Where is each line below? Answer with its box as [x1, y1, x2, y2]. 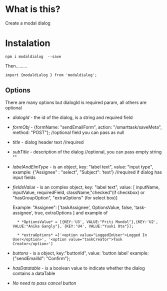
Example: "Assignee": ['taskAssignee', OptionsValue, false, [12, 204, 133, 210]
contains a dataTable [12, 270, 55, 276]
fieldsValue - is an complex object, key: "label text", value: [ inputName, [12, 184, 160, 190]
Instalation [5, 37, 50, 49]
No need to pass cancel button [12, 280, 76, 286]
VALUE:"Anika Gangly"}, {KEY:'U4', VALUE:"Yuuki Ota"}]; [12, 223, 134, 228]
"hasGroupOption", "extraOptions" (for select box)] [12, 194, 117, 200]
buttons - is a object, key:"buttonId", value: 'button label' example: [12, 250, 149, 256]
